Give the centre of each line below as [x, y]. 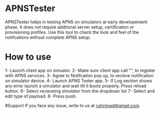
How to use [28, 57]
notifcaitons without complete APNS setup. [48, 37]
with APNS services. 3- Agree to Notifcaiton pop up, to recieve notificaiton [79, 75]
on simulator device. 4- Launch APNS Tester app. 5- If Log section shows [79, 81]
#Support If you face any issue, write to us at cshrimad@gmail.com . [73, 105]
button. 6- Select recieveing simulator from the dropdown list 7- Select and [80, 91]
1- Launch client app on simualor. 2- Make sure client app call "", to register [80, 70]
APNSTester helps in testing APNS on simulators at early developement [76, 22]
